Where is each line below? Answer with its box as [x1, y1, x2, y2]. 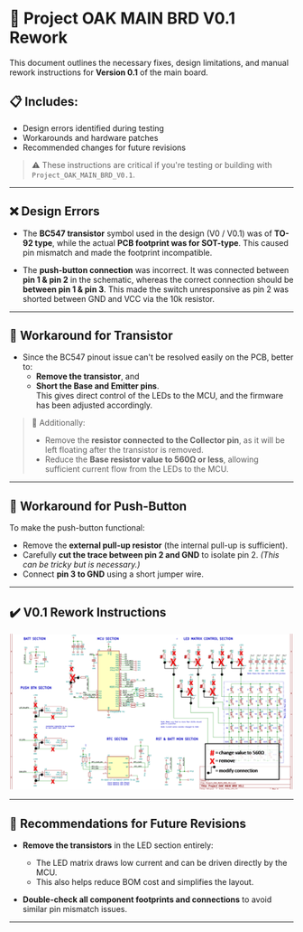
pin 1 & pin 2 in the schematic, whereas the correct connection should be [22, 274, 295, 285]
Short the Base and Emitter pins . [35, 381, 160, 391]
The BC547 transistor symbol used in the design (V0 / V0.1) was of [22, 228, 272, 239]
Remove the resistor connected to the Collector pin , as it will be [44, 435, 286, 446]
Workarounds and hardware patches [22, 132, 159, 143]
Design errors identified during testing [22, 122, 165, 134]
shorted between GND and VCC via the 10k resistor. [22, 293, 215, 304]
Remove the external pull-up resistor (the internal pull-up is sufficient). [22, 540, 289, 551]
